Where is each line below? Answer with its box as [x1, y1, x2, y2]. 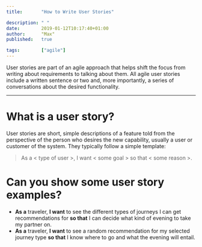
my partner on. [14, 220, 52, 228]
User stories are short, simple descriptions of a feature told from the [6, 130, 176, 137]
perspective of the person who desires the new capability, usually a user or [6, 136, 193, 143]
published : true [6, 37, 52, 43]
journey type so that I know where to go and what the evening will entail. [14, 233, 195, 241]
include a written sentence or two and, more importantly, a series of [6, 77, 174, 84]
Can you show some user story [6, 175, 165, 189]
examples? [6, 188, 62, 202]
